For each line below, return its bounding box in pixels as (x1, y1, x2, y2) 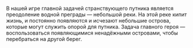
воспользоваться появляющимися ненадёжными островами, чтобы (6, 29, 178, 36)
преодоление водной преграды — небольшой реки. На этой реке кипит (6, 11, 187, 18)
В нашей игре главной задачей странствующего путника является (6, 5, 174, 12)
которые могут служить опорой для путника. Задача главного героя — (6, 23, 185, 30)
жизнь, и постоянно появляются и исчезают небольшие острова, (6, 17, 171, 24)
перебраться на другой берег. (6, 36, 82, 42)
